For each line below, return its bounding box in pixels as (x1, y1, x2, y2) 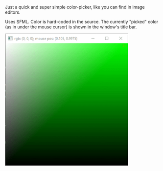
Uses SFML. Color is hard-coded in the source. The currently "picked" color (5, 19, 159, 24)
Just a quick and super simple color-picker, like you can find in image (5, 4, 145, 10)
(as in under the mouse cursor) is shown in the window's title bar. (5, 24, 137, 30)
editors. (5, 9, 21, 15)
